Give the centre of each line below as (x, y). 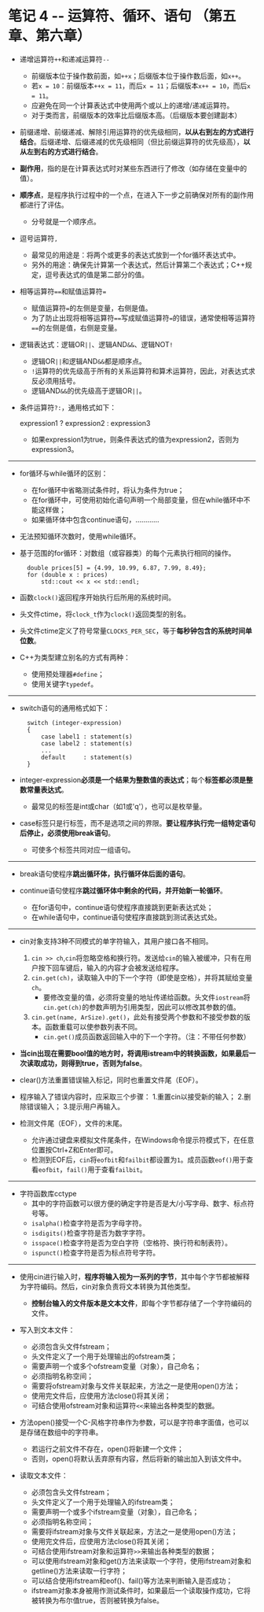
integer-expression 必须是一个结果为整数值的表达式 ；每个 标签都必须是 (133, 779)
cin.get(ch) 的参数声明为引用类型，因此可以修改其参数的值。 (142, 1007)
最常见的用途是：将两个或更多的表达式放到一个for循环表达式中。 (136, 255)
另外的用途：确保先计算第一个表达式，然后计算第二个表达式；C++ (138, 264)
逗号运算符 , (38, 238)
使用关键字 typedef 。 (64, 684)
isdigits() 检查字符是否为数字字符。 (90, 1233)
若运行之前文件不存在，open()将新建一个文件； (108, 1448)
